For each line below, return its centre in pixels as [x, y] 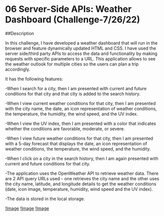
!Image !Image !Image [27, 208]
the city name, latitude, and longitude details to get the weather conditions [81, 184]
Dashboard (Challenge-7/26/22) [73, 20]
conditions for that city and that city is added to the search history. [73, 94]
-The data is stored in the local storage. [45, 199]
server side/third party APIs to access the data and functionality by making [81, 54]
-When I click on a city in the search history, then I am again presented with [82, 158]
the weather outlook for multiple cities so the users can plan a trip [72, 64]
